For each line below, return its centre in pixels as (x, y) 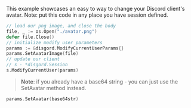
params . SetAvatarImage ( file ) (42, 54)
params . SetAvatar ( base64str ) (42, 99)
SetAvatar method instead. (53, 88)
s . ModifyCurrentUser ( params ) (42, 70)
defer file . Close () (30, 37)
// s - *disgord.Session (37, 65)
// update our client (33, 59)
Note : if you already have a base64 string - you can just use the (99, 81)
